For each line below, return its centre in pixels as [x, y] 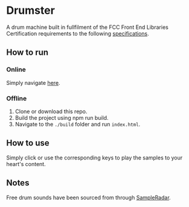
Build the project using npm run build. [62, 117]
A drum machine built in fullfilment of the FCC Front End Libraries [88, 27]
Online [16, 70]
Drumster [31, 11]
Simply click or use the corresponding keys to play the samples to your [94, 158]
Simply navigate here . [33, 82]
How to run [27, 53]
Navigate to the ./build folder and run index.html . [78, 124]
